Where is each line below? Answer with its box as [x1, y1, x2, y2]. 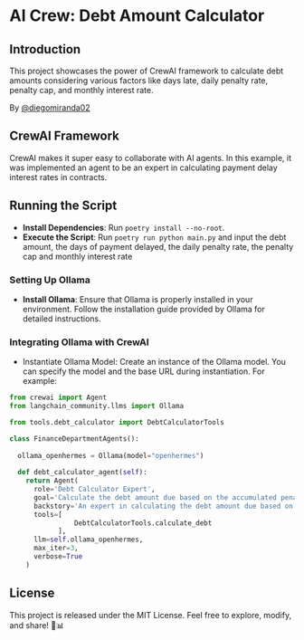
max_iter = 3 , [33, 544, 79, 553]
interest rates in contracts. [9, 171, 108, 182]
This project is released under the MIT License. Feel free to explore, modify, [9, 609, 292, 620]
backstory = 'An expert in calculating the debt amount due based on [33, 501, 294, 511]
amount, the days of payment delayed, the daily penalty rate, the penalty [22, 241, 294, 252]
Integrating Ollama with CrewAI [9, 336, 149, 349]
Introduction [9, 42, 81, 57]
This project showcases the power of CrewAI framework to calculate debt [9, 65, 284, 76]
